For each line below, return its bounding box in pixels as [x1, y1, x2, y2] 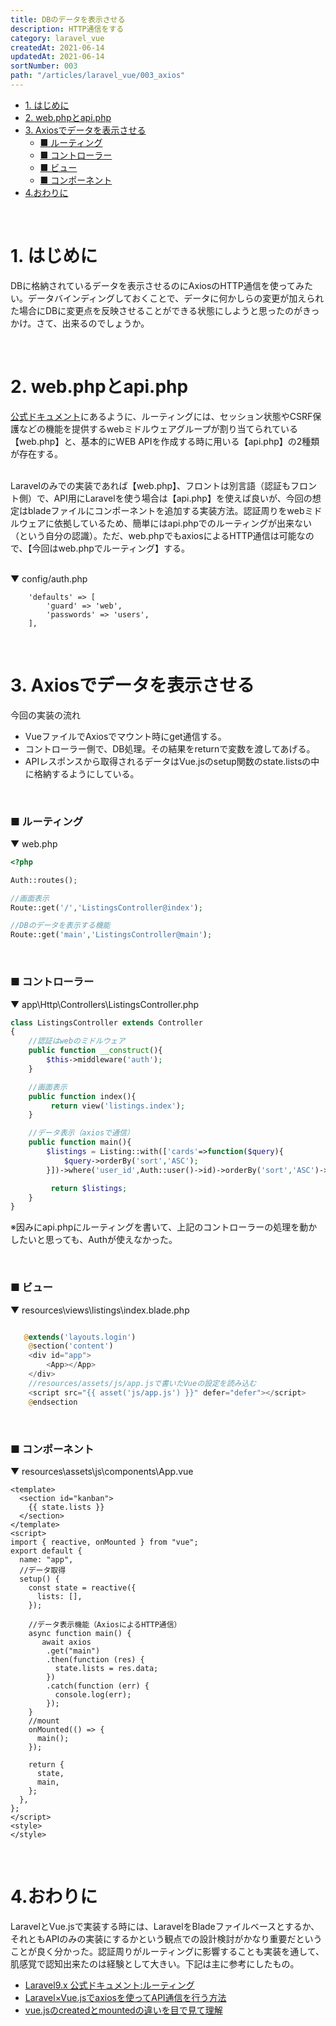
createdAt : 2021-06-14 [10, 42, 105, 53]
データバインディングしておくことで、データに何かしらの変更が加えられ [27, 292, 325, 304]
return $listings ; [50, 1183, 128, 1193]
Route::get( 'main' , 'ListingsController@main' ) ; [10, 930, 213, 940]
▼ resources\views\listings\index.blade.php [10, 1304, 190, 1316]
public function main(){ [28, 1137, 132, 1148]
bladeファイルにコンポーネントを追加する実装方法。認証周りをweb [27, 504, 305, 516]
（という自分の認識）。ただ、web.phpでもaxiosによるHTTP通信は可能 [10, 529, 297, 541]
